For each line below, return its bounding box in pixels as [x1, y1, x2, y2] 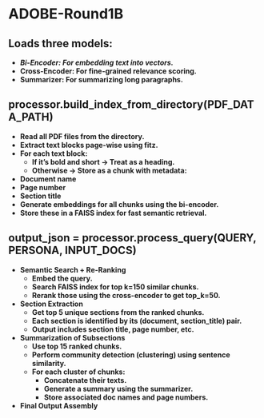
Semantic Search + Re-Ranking [19, 265, 126, 274]
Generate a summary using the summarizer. [43, 384, 194, 393]
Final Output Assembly [19, 400, 98, 410]
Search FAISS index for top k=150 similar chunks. [31, 281, 199, 292]
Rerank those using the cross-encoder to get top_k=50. [31, 290, 222, 300]
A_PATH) [8, 110, 54, 124]
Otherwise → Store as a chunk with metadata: [31, 165, 187, 175]
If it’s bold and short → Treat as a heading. [31, 157, 175, 166]
